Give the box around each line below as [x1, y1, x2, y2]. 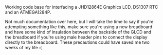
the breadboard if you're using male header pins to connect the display [5, 34, 147, 40]
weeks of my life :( [5, 45, 42, 50]
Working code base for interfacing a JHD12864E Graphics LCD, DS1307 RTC [5, 4, 158, 10]
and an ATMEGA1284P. [5, 9, 52, 15]
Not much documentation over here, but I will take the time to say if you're [5, 19, 154, 24]
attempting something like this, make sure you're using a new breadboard [5, 24, 152, 30]
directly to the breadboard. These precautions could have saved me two [5, 39, 150, 45]
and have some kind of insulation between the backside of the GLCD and [5, 29, 152, 35]
